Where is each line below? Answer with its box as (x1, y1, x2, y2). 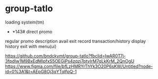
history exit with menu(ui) (5, 43, 57, 49)
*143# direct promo (12, 28, 53, 34)
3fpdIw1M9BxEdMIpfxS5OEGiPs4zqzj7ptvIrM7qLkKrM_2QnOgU (5, 58, 134, 64)
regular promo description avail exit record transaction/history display (5, 38, 146, 44)
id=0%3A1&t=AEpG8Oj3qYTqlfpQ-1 (5, 68, 77, 74)
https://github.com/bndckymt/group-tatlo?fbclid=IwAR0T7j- (5, 53, 126, 59)
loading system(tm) (5, 19, 45, 25)
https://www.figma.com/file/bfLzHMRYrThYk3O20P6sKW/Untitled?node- (5, 63, 153, 69)
